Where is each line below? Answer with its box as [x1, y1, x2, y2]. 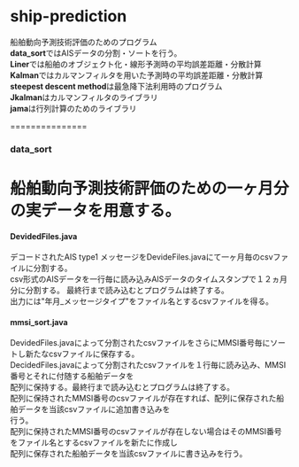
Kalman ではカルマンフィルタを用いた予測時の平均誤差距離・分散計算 [10, 69, 264, 81]
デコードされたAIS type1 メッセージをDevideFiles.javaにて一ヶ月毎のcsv [10, 252, 273, 262]
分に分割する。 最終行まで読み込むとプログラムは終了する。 [10, 285, 229, 296]
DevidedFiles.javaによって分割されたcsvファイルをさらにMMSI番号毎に [10, 338, 271, 348]
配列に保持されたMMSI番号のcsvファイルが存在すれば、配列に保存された [10, 393, 277, 404]
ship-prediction [10, 6, 127, 27]
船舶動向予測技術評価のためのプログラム [10, 36, 157, 47]
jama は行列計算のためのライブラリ [10, 103, 137, 113]
